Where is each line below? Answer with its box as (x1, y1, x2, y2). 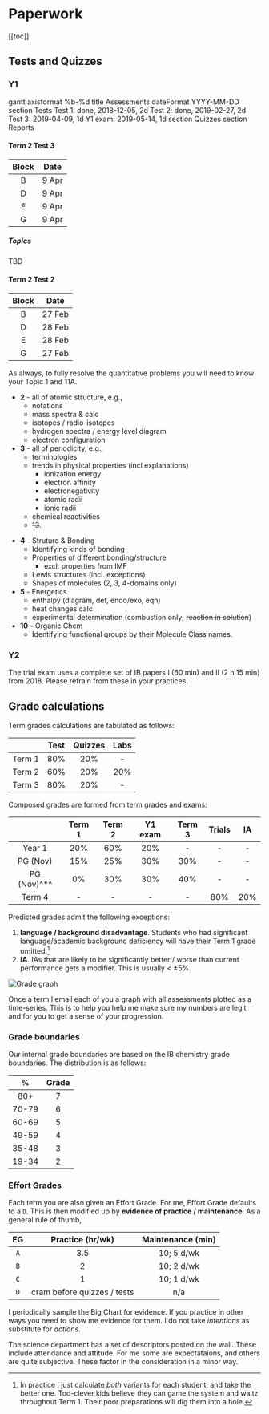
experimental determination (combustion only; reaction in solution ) (31, 613, 252, 622)
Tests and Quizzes (8, 55, 102, 68)
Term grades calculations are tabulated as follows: (8, 721, 175, 731)
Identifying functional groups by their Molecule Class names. (31, 630, 233, 638)
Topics (8, 236, 32, 245)
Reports (8, 122, 34, 132)
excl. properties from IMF (43, 561, 128, 570)
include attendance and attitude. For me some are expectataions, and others (8, 1348, 260, 1358)
